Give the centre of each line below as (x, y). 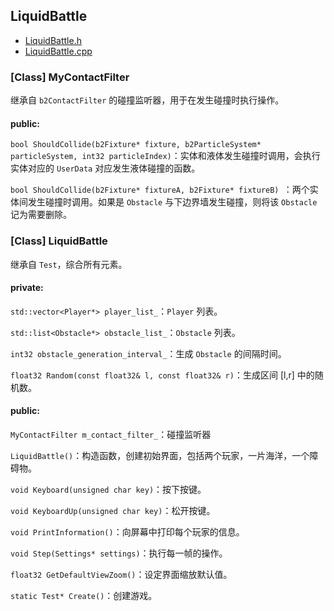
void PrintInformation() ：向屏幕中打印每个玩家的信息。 (127, 532)
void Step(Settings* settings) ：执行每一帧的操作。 (119, 553)
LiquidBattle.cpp (58, 51)
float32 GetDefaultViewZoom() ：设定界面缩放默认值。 (121, 575)
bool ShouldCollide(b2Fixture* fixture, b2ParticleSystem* (136, 145)
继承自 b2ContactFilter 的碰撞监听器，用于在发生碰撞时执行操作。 (147, 100)
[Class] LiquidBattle (59, 241)
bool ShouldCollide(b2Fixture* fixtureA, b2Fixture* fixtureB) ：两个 (160, 190)
